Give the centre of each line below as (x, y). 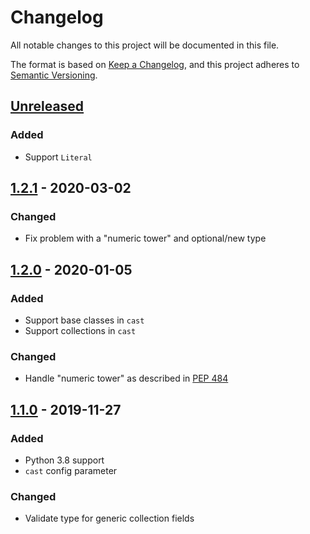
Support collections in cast (80, 330)
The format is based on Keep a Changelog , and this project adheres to (155, 64)
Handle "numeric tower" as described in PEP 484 (126, 378)
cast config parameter (71, 470)
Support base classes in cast (84, 320)
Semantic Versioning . (54, 75)
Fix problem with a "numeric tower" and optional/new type (145, 238)
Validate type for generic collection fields (109, 518)
